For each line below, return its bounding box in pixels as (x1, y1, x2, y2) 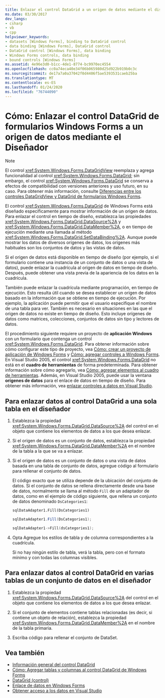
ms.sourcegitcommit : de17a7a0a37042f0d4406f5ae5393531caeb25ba (5, 71, 137, 76)
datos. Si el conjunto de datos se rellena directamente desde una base (12, 483, 155, 489)
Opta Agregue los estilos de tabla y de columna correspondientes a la (12, 535, 154, 540)
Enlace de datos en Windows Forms (12, 683, 85, 689)
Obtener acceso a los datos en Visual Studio (12, 688, 102, 694)
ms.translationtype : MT (5, 76, 54, 81)
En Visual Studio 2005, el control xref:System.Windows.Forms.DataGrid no (5, 357, 156, 363)
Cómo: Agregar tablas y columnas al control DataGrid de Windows (12, 667, 147, 673)
